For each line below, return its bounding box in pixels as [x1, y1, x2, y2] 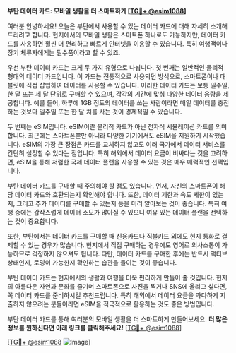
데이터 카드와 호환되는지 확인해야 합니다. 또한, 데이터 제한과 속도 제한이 [14, 191, 211, 198]
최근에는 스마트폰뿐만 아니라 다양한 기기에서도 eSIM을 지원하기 [28, 131, 201, 140]
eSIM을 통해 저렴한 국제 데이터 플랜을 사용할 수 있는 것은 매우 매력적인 [16, 158, 211, 166]
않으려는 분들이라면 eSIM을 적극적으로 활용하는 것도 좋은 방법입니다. [25, 300, 215, 308]
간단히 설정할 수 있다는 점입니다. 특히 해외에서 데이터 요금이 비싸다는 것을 [7, 149, 209, 157]
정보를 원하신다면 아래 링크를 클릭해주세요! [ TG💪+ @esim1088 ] [7, 324, 182, 332]
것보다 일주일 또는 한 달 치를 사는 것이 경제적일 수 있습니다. [20, 107, 182, 116]
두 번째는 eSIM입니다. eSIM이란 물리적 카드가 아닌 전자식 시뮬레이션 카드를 [7, 123, 214, 131]
